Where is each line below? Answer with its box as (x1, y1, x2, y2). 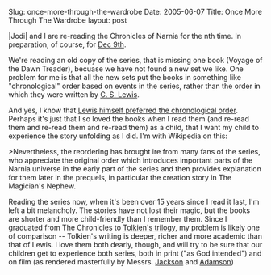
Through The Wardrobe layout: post (8, 15, 127, 25)
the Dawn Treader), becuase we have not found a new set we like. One (8, 64, 244, 74)
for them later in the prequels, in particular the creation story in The (8, 173, 232, 182)
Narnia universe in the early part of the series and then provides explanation (8, 164, 262, 173)
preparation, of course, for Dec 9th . (8, 40, 127, 49)
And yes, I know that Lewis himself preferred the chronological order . (8, 105, 238, 115)
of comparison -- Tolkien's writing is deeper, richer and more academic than (8, 231, 262, 241)
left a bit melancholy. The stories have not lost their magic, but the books (8, 205, 251, 215)
